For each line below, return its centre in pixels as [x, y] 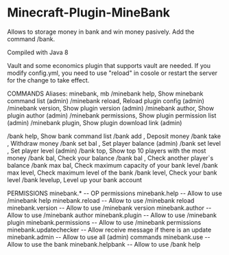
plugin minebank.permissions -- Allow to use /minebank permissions [104, 222]
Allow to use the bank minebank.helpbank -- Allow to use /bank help [104, 244]
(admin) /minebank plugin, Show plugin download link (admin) [95, 122]
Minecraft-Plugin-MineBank [88, 13]
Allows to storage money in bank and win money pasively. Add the [101, 32]
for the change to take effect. [48, 80]
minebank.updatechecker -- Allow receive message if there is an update [109, 230]
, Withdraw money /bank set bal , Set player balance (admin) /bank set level [114, 143]
